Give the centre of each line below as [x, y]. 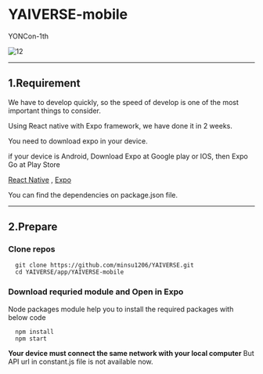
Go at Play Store [34, 164]
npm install [35, 332]
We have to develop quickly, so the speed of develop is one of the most [123, 102]
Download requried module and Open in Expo [96, 292]
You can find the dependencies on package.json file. [93, 194]
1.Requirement [44, 84]
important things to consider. [55, 111]
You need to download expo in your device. [78, 141]
